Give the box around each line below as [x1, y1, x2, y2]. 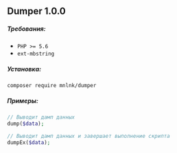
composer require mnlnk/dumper [7, 82, 97, 89]
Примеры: [7, 96, 39, 105]
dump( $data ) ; [7, 120, 45, 128]
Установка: [7, 64, 42, 73]
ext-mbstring [16, 51, 55, 58]
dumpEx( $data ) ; [7, 139, 51, 146]
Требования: [7, 24, 46, 33]
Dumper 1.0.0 [7, 5, 67, 17]
